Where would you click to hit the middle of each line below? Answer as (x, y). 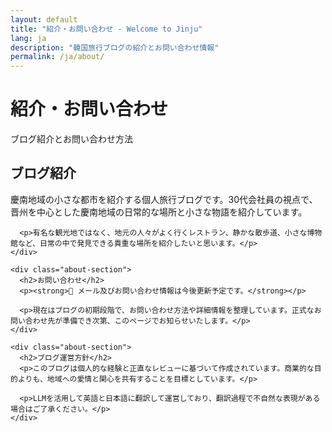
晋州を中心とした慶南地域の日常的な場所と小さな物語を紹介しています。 (159, 212)
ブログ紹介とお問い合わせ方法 (71, 139)
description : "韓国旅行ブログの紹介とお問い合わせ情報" (115, 47)
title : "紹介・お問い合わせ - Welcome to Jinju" (106, 29)
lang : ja (28, 38)
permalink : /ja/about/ (57, 57)
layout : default (44, 19)
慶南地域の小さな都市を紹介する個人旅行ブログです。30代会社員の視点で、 (164, 199)
